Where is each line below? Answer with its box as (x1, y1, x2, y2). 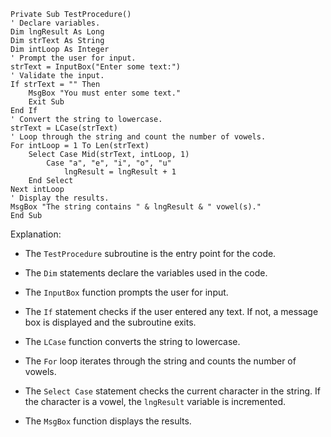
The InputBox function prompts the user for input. (24, 286, 229, 298)
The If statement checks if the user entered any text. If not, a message (24, 306, 319, 317)
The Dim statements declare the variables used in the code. (24, 267, 268, 279)
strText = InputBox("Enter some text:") (10, 62, 182, 72)
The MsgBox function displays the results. (24, 415, 192, 427)
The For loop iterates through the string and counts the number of (24, 355, 297, 367)
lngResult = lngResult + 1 (63, 167, 177, 177)
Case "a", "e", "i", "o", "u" (46, 158, 172, 168)
